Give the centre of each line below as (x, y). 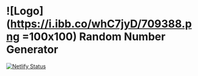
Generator (32, 50)
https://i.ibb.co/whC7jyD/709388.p (101, 24)
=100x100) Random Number (94, 37)
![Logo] (25, 11)
